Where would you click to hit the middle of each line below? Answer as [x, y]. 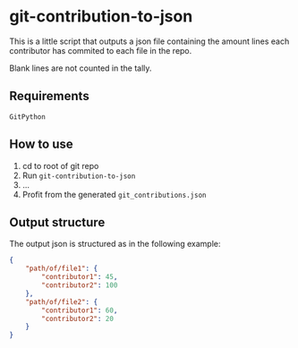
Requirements [49, 96]
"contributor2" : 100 [80, 285]
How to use [41, 144]
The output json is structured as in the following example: [115, 244]
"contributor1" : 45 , [80, 277]
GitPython [28, 117]
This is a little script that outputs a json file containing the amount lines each [149, 41]
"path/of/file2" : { [62, 301]
